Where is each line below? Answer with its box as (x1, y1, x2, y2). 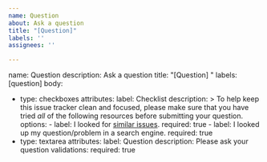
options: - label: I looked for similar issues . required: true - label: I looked (19, 120, 260, 129)
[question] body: (8, 79, 63, 89)
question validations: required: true (19, 145, 136, 155)
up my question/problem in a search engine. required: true (19, 128, 213, 138)
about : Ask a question (8, 19, 84, 27)
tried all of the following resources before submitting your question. (19, 111, 243, 121)
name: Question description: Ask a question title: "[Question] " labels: (8, 70, 238, 80)
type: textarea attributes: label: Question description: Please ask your (19, 136, 249, 146)
